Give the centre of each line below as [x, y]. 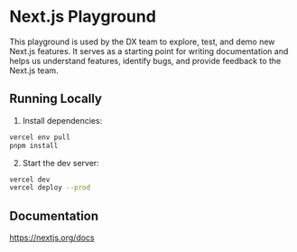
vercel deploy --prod [50, 188]
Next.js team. [34, 70]
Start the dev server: [60, 163]
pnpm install [34, 145]
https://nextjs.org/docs [52, 238]
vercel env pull [40, 137]
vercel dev [30, 179]
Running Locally [56, 99]
